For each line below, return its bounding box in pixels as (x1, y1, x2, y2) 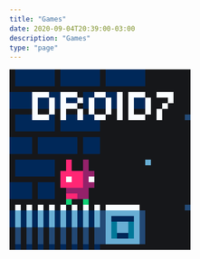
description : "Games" (9, 33, 91, 42)
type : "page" (9, 43, 59, 52)
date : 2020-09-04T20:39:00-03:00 (9, 23, 136, 33)
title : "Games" (9, 14, 67, 23)
